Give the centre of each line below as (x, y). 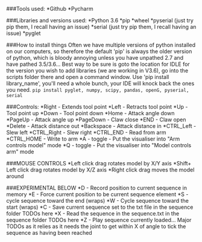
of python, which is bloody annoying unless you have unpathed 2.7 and (95, 58)
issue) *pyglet (24, 33)
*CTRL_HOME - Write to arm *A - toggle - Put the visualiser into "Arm (93, 139)
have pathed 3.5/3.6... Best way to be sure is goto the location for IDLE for (98, 64)
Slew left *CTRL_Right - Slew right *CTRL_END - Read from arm (86, 132)
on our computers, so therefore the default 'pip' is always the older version (99, 51)
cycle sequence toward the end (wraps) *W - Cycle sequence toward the (97, 201)
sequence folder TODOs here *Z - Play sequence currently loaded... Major (99, 220)
